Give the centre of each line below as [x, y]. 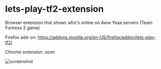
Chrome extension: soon [30, 52]
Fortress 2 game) [23, 27]
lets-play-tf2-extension [54, 9]
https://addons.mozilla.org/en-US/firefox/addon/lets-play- [97, 37]
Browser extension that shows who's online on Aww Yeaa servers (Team [79, 23]
